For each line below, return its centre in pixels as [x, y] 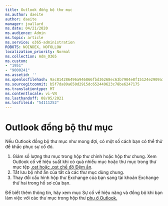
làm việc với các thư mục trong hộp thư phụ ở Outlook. [61, 198]
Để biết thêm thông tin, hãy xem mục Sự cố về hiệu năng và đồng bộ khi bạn [84, 192]
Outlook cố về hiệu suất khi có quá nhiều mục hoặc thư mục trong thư [84, 162]
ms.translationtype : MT [30, 89]
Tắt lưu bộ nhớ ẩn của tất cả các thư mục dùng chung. [68, 172]
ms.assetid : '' [21, 75]
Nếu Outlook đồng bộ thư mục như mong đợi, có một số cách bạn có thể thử [84, 141]
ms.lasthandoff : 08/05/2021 [34, 98]
